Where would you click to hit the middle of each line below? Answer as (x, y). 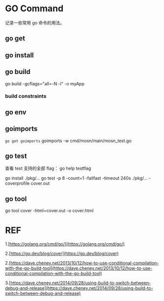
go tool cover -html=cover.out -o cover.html (49, 211)
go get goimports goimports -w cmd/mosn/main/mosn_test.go (68, 141)
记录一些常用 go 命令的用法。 (35, 23)
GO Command (34, 9)
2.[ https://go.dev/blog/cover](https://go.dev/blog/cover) (62, 253)
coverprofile (17, 183)
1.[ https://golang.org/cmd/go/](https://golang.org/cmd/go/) (65, 244)
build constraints (26, 96)
